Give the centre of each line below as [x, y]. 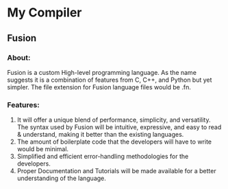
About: [19, 58]
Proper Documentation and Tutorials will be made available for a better [117, 171]
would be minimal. [43, 149]
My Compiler [45, 13]
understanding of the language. [61, 178]
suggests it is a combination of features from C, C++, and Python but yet [110, 80]
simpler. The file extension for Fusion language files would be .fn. [99, 87]
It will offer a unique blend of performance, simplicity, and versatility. [114, 120]
